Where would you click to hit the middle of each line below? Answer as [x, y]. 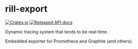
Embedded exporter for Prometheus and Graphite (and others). [69, 41]
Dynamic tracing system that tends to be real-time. [57, 32]
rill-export [26, 9]
